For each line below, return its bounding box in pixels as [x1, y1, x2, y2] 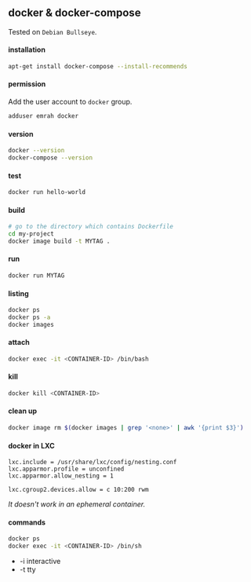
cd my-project [8, 230, 55, 238]
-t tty [19, 565, 37, 574]
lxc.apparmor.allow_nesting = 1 [8, 472, 114, 480]
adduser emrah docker [8, 112, 79, 120]
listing [8, 288, 29, 298]
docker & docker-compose [8, 6, 141, 20]
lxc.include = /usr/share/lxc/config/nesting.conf [8, 459, 177, 467]
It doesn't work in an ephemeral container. [8, 500, 146, 509]
